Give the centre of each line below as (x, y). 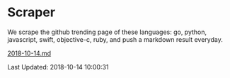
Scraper (31, 12)
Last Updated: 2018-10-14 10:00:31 (58, 67)
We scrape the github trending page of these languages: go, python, (107, 32)
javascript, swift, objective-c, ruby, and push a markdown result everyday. (115, 39)
